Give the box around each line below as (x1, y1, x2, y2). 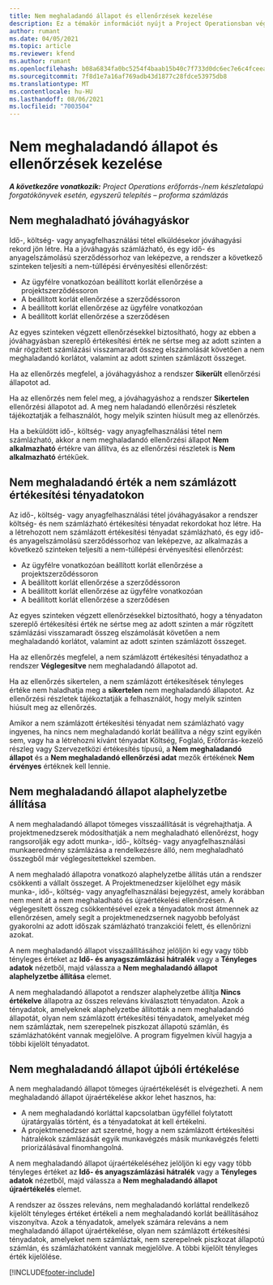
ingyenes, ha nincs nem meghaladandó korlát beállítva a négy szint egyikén (9, 726, 262, 736)
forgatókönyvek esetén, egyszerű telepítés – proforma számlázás (9, 190, 229, 200)
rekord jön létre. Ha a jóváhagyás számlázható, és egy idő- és (9, 244, 215, 253)
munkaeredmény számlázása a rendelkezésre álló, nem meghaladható (9, 845, 244, 855)
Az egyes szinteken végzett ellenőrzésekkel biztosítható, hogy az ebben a (9, 327, 257, 337)
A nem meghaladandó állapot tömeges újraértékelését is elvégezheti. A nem (9, 1084, 263, 1093)
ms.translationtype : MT (9, 80, 90, 88)
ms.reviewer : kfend (9, 50, 75, 58)
